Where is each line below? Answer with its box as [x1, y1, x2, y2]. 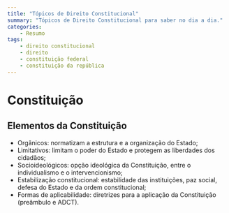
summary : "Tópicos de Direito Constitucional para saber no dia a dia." [7, 17, 223, 24]
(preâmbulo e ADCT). [17, 198, 79, 206]
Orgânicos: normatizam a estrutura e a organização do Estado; [17, 138, 198, 147]
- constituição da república [20, 62, 105, 69]
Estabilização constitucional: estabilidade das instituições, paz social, [17, 175, 218, 184]
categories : [7, 23, 42, 30]
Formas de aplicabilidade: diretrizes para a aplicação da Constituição [17, 190, 216, 199]
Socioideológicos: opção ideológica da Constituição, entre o [17, 161, 191, 169]
